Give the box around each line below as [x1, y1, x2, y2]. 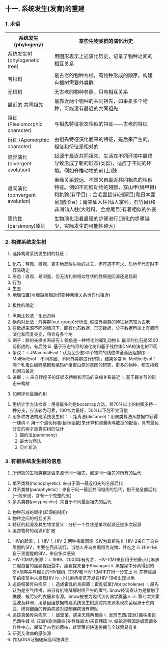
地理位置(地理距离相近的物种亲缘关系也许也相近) [12, 292, 110, 298]
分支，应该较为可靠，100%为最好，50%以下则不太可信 [16, 407, 128, 413]
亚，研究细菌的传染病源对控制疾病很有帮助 [12, 606, 99, 612]
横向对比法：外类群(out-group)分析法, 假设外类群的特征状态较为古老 [12, 319, 151, 325]
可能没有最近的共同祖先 [64, 105, 119, 112]
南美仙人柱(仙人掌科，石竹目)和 [82, 198, 156, 205]
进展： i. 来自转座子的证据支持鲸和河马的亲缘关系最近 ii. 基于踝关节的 [12, 374, 152, 380]
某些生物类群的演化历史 [79, 37, 134, 44]
